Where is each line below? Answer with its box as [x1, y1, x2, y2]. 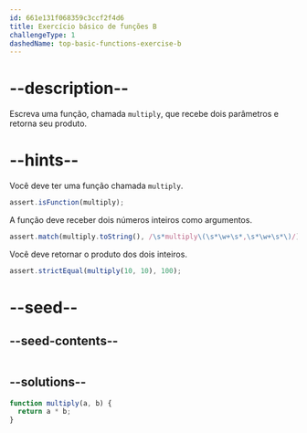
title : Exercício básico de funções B [9, 22, 157, 31]
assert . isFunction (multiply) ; [9, 198, 125, 207]
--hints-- [9, 150, 79, 171]
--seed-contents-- [9, 333, 119, 349]
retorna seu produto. [9, 118, 88, 129]
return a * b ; [17, 407, 71, 417]
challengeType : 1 [9, 30, 76, 39]
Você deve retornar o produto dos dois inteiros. [9, 248, 187, 259]
